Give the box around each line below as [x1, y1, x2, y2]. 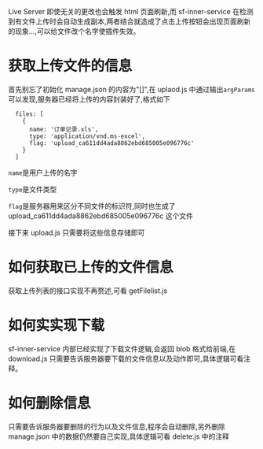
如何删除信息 [8, 395, 92, 412]
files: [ [15, 109, 44, 118]
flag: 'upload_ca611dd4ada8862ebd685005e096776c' [28, 139, 195, 147]
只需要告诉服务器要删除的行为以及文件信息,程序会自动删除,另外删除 [8, 421, 226, 431]
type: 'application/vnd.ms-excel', [28, 132, 146, 140]
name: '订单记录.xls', [28, 125, 99, 133]
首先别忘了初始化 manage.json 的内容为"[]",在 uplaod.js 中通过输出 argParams [8, 84, 255, 94]
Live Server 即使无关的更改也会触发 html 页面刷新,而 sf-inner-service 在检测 [8, 7, 254, 16]
